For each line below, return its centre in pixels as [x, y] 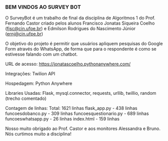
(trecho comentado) [26, 98]
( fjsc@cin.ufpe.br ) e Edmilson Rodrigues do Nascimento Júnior [70, 29]
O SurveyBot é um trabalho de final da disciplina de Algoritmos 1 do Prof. [80, 18]
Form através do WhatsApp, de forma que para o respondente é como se [81, 49]
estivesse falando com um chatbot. [41, 54]
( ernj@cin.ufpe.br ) [24, 34]
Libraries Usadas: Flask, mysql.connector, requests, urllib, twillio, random [81, 93]
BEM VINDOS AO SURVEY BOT [43, 7]
